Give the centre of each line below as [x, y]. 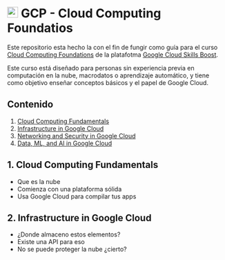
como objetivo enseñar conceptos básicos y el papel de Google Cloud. [108, 82]
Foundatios [40, 28]
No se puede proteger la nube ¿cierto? [72, 249]
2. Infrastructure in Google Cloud [79, 217]
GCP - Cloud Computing [91, 13]
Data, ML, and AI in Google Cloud [65, 143]
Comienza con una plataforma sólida [69, 189]
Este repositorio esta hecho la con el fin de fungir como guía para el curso [112, 47]
